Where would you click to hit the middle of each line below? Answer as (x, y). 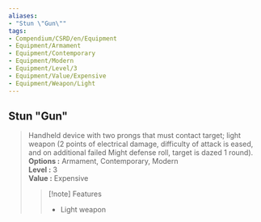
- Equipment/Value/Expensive (57, 76)
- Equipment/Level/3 (43, 69)
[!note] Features (75, 194)
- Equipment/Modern (41, 61)
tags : (17, 31)
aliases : (23, 16)
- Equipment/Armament (45, 46)
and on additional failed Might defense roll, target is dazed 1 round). (141, 153)
